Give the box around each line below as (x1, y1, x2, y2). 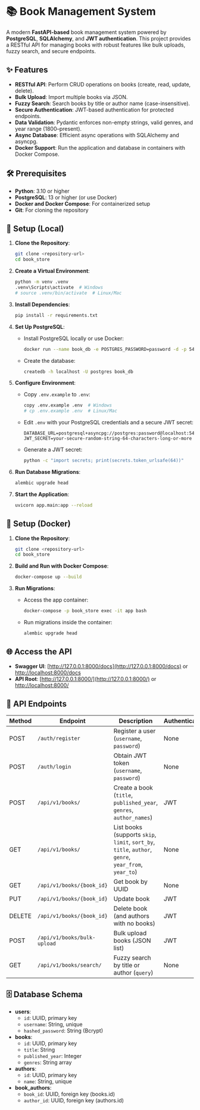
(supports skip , (113, 830, 157, 838)
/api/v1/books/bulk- (37, 934, 96, 941)
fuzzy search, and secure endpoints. (6, 47, 96, 54)
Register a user (113, 726, 156, 735)
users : (14, 1008, 32, 1015)
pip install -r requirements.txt (14, 312, 98, 318)
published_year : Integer (23, 1053, 82, 1060)
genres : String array (23, 1059, 72, 1066)
